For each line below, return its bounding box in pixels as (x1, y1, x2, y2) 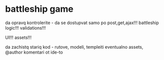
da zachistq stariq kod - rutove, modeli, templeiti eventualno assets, (5, 44, 144, 50)
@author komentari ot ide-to (5, 49, 63, 55)
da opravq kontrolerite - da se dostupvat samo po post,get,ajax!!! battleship (5, 20, 160, 26)
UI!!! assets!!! (5, 34, 32, 40)
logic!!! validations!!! (5, 25, 46, 30)
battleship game (5, 3, 73, 15)
